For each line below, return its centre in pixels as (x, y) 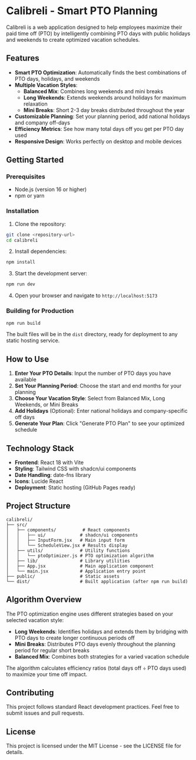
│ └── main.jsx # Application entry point (76, 571)
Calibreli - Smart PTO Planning (82, 11)
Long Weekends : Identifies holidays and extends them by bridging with (101, 631)
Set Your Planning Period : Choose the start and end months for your (98, 386)
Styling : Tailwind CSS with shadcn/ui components (75, 469)
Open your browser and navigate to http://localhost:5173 (86, 295)
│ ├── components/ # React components (68, 530)
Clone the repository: (40, 224)
